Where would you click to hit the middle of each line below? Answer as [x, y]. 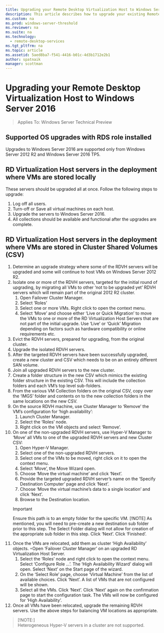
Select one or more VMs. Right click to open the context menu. [83, 308]
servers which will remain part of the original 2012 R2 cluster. [74, 292]
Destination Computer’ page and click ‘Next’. [64, 484]
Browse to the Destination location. [55, 499]
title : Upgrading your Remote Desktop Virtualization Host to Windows [79, 9]
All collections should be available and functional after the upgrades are [84, 219]
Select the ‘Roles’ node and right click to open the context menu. [85, 559]
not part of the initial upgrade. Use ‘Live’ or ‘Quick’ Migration [80, 323]
